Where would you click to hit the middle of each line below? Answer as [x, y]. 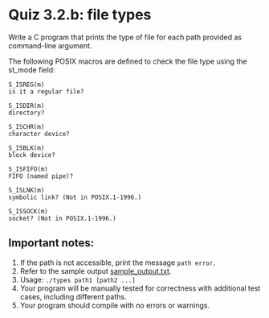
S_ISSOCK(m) [28, 211]
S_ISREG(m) [26, 85]
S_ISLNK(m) [26, 190]
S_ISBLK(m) [26, 148]
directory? [26, 113]
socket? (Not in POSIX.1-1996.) [62, 218]
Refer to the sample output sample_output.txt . [96, 271]
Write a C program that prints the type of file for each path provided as [125, 37]
